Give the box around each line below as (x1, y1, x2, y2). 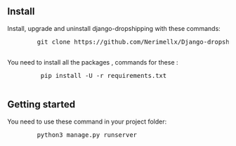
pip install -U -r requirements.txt (40, 72, 167, 79)
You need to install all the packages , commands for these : (7, 58, 178, 66)
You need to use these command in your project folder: (7, 117, 167, 126)
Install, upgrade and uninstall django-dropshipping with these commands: (7, 24, 221, 32)
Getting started (7, 98, 76, 111)
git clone (37, 38, 71, 46)
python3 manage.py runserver (37, 131, 138, 139)
